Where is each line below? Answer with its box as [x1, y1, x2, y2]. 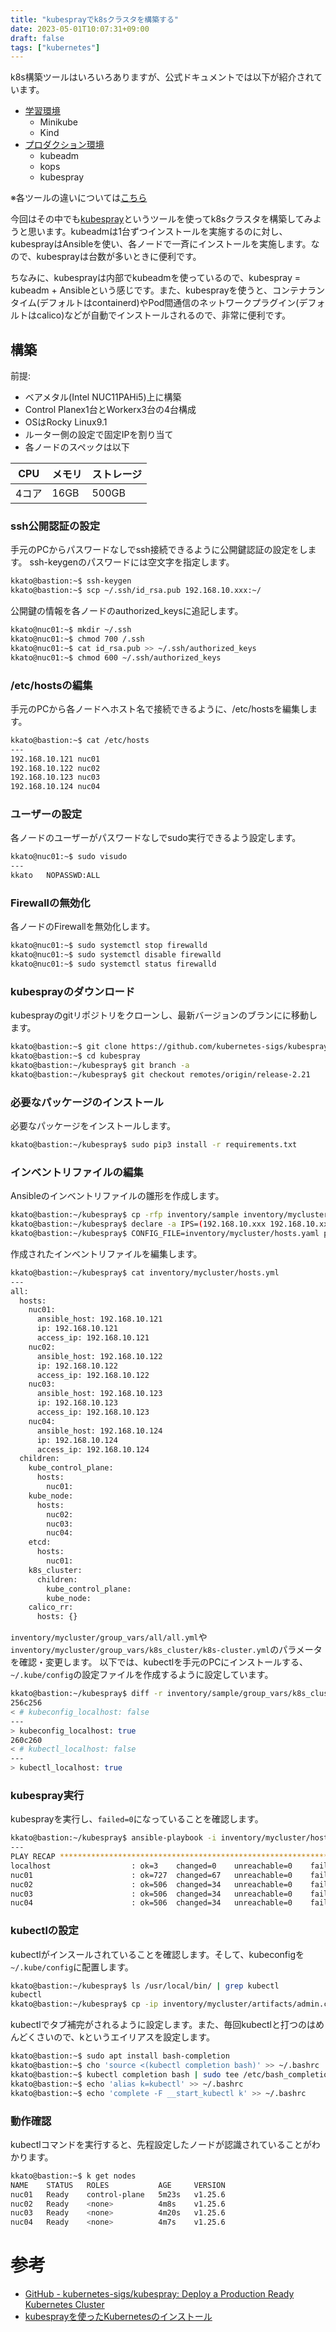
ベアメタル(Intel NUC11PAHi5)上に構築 [24, 391, 182, 403]
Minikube [39, 116, 78, 128]
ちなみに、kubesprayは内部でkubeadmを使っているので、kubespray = [10, 272, 301, 284]
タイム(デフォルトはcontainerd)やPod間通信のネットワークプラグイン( [10, 297, 300, 309]
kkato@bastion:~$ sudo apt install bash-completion [10, 2051, 230, 2061]
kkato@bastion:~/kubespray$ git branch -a [10, 1061, 190, 1071]
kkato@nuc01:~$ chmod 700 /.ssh [10, 634, 145, 644]
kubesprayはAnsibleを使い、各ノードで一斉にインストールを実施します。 [10, 238, 312, 250]
